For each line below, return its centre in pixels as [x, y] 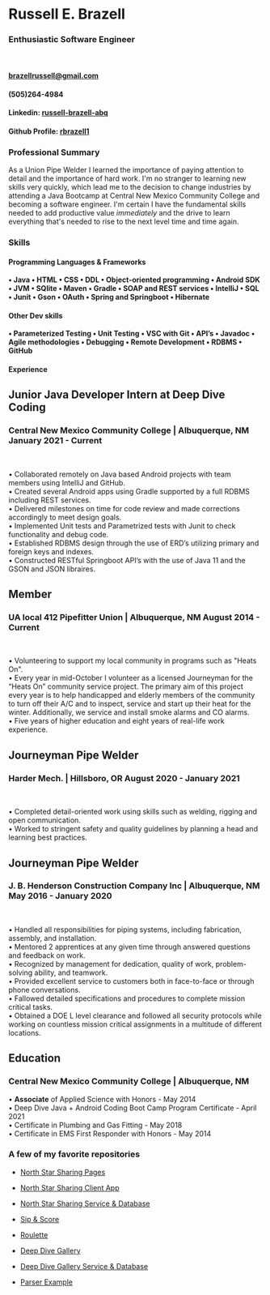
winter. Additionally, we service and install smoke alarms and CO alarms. [129, 712]
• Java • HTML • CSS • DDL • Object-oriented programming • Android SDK [134, 280]
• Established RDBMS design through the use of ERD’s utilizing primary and [134, 543]
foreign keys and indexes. [51, 551]
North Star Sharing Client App [70, 1187]
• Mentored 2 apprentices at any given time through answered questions [129, 947]
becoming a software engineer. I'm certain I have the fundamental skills [127, 204]
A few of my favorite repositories [74, 1154]
